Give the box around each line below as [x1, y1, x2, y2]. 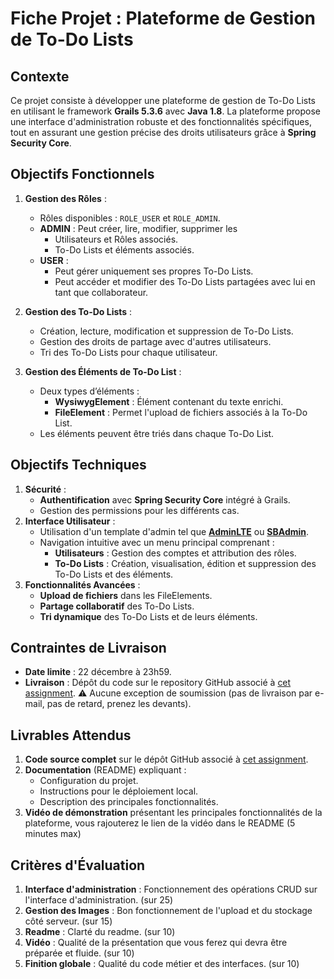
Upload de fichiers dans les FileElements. [39, 589, 213, 601]
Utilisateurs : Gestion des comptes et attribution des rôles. [54, 547, 297, 559]
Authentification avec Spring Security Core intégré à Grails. [39, 493, 291, 506]
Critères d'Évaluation [10, 857, 146, 874]
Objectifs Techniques [10, 457, 147, 474]
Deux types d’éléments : [39, 385, 140, 397]
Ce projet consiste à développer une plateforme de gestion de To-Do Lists [10, 95, 316, 106]
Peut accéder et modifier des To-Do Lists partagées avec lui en [54, 275, 316, 287]
